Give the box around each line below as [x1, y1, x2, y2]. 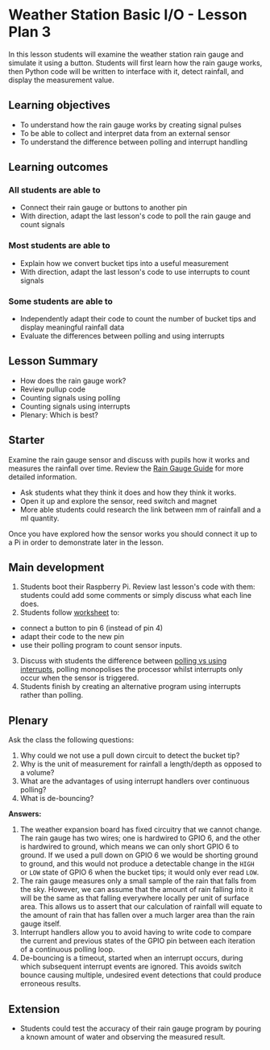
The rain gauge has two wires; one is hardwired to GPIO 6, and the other [19, 833, 260, 843]
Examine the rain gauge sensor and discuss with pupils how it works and [8, 454, 250, 464]
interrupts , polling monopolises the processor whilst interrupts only [19, 665, 243, 674]
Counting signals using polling [19, 392, 121, 402]
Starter [8, 434, 45, 447]
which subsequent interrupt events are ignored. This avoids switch [19, 961, 242, 972]
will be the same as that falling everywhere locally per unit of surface [19, 893, 250, 903]
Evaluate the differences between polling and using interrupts [19, 331, 225, 341]
